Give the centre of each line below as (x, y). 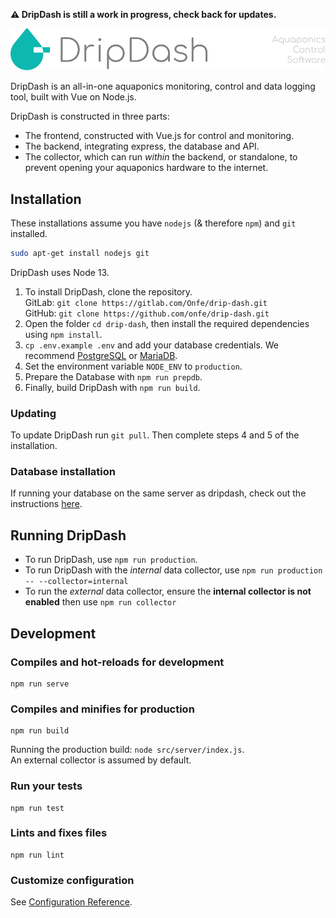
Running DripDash (68, 535)
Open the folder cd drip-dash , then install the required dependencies (167, 323)
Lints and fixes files (59, 833)
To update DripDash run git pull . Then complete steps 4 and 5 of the (155, 435)
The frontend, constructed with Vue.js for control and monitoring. (159, 136)
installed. (29, 233)
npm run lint (37, 855)
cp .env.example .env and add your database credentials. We (152, 345)
